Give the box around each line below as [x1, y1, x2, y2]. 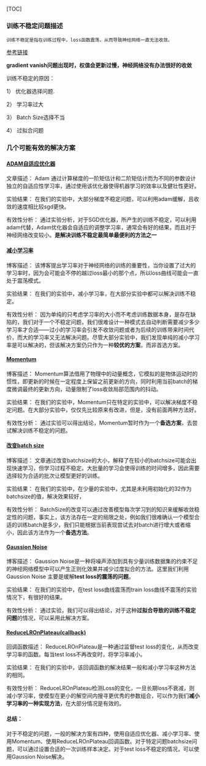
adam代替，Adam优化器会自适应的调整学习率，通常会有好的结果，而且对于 [6, 224, 196, 231]
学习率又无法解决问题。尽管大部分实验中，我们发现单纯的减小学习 [32, 334, 200, 341]
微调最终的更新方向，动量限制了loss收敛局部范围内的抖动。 [11, 385, 162, 393]
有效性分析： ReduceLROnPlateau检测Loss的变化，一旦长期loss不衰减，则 [6, 684, 195, 692]
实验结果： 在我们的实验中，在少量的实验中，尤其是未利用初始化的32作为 [6, 485, 192, 492]
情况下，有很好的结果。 [6, 594, 66, 601]
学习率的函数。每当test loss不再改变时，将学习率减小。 [6, 651, 146, 658]
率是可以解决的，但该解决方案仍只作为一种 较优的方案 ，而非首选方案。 [6, 341, 184, 348]
